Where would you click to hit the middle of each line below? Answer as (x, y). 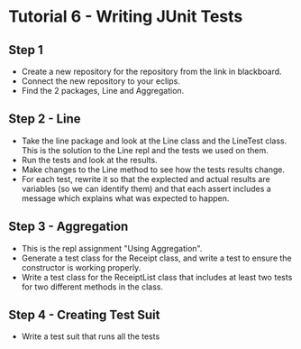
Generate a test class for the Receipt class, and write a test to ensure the (156, 258)
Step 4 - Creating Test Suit (84, 315)
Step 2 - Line (45, 119)
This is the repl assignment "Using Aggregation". (112, 248)
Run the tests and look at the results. (90, 160)
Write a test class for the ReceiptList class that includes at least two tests (157, 277)
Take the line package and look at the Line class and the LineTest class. (154, 141)
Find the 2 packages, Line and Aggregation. (103, 91)
